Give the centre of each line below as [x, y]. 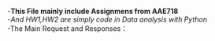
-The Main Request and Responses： [67, 29]
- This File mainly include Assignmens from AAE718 [93, 11]
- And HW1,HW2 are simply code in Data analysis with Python [107, 19]
